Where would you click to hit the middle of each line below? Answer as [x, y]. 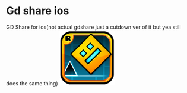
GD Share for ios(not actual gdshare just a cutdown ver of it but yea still [93, 27]
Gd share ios [38, 11]
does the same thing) [32, 83]
